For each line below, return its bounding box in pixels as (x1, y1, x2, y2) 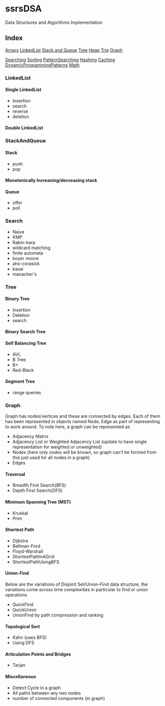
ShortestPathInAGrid (12, 553, 55, 559)
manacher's (12, 271, 37, 277)
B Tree (12, 356, 26, 362)
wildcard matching (12, 245, 51, 251)
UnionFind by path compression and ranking (12, 612, 103, 618)
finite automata (12, 250, 44, 256)
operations (5, 592, 27, 598)
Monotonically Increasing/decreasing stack (5, 177, 97, 183)
